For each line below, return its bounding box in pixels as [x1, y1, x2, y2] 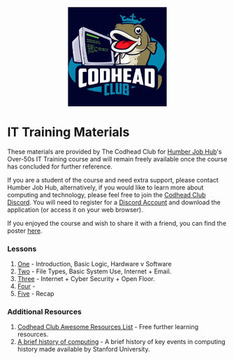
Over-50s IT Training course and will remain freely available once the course [7, 154, 228, 163]
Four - [17, 282, 36, 291]
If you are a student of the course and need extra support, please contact [7, 175, 219, 184]
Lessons [7, 244, 37, 254]
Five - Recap [17, 289, 54, 298]
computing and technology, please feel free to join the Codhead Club [7, 190, 206, 199]
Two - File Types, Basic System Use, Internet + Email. [17, 267, 172, 275]
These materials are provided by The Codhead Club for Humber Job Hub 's [7, 147, 222, 156]
